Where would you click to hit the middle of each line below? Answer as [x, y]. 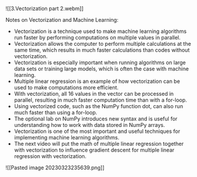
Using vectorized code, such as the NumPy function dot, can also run [98, 106]
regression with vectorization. [50, 156]
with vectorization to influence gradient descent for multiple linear [94, 150]
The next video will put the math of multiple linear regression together [99, 144]
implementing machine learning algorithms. [67, 137]
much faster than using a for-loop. [56, 112]
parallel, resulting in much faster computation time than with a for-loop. [100, 100]
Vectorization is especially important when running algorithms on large [100, 62]
